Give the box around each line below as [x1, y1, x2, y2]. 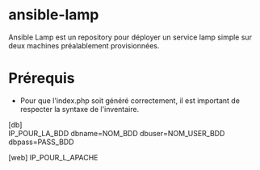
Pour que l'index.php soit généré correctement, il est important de [19, 95, 241, 106]
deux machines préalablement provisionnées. [8, 40, 160, 50]
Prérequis [8, 69, 75, 88]
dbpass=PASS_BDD [8, 137, 74, 147]
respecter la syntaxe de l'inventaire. [19, 104, 140, 114]
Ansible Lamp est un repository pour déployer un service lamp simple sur [8, 32, 253, 42]
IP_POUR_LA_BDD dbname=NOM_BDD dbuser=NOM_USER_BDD [8, 128, 225, 138]
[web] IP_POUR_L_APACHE [8, 152, 99, 162]
